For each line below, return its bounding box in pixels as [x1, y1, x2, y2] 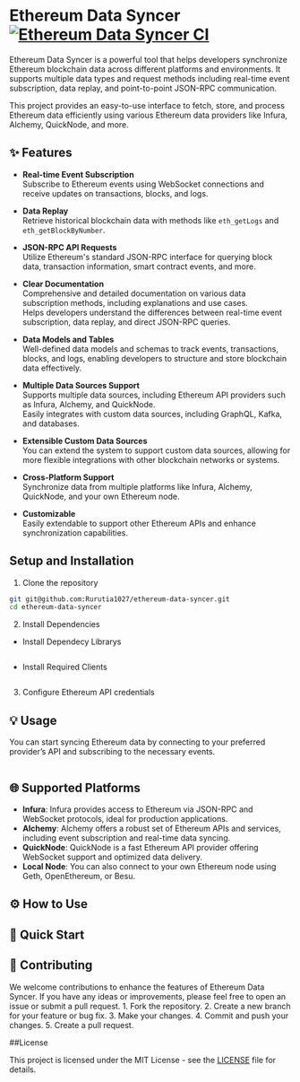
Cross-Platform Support [21, 472, 115, 483]
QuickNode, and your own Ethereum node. [21, 491, 180, 502]
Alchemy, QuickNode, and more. [9, 118, 130, 130]
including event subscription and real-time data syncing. [21, 832, 231, 843]
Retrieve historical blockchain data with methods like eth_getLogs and [21, 214, 279, 225]
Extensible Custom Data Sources [21, 435, 148, 446]
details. [9, 1064, 37, 1075]
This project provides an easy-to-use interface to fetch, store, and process [9, 100, 285, 110]
